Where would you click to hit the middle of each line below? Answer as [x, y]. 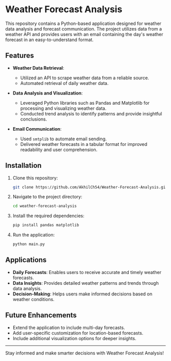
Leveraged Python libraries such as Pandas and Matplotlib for [85, 103]
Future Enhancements [41, 315]
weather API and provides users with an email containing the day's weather [84, 34]
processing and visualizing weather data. [63, 108]
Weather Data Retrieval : [38, 68]
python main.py [29, 244]
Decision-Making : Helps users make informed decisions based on [82, 294]
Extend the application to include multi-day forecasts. [69, 327]
